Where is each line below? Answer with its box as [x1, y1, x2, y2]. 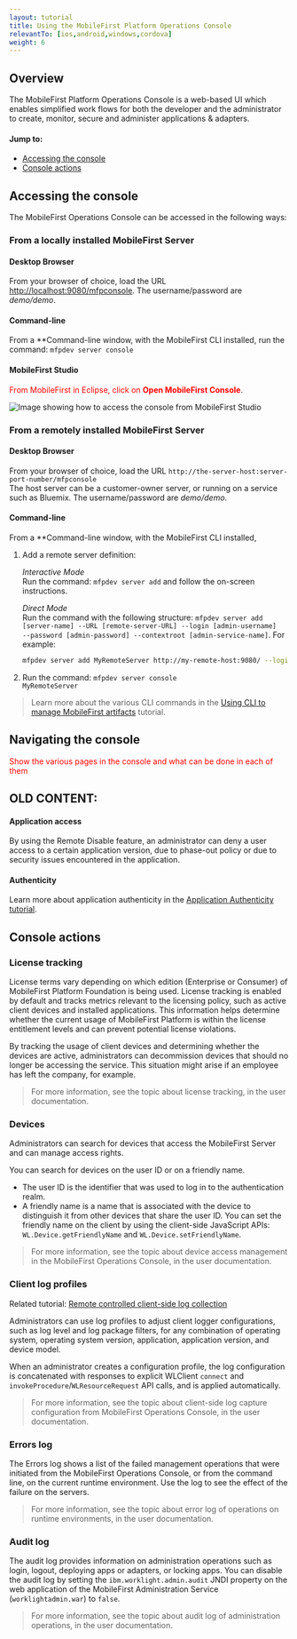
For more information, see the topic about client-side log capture [30, 1396, 268, 1408]
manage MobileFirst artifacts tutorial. [30, 706, 166, 717]
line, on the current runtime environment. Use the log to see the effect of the [9, 1477, 288, 1488]
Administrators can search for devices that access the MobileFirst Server [9, 1138, 277, 1149]
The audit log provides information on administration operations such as [9, 1555, 272, 1566]
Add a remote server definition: [21, 549, 137, 560]
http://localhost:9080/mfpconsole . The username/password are [9, 285, 242, 296]
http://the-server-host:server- [168, 467, 288, 476]
